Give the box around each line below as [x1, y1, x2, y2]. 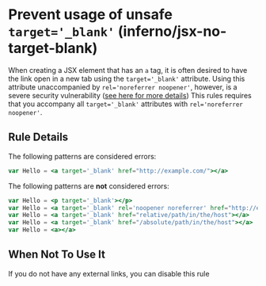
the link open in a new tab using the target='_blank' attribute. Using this [8, 74, 245, 83]
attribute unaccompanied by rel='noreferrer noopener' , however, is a [8, 82, 237, 92]
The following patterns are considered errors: [8, 151, 157, 161]
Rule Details [8, 131, 69, 144]
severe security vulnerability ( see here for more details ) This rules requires [8, 90, 252, 100]
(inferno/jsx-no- [117, 22, 227, 40]
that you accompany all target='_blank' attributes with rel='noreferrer [8, 99, 243, 109]
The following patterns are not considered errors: [8, 181, 170, 191]
